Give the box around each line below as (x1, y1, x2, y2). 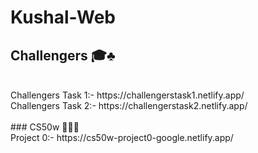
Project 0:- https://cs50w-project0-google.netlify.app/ (10, 132, 234, 143)
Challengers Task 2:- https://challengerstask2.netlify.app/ (10, 100, 248, 111)
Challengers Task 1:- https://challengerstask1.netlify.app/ (10, 89, 245, 101)
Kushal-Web (10, 6, 117, 29)
